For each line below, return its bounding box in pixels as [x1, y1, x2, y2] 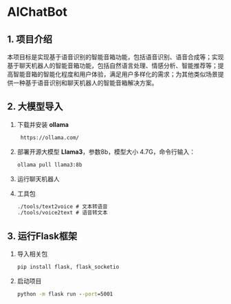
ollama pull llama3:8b [16, 161, 82, 168]
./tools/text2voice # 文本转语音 [16, 203, 108, 210]
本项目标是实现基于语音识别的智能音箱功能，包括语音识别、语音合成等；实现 [7, 53, 224, 61]
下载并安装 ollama [16, 120, 69, 128]
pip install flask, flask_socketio [16, 263, 120, 271]
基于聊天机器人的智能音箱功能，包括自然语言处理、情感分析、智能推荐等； [7, 61, 218, 70]
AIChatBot [7, 4, 67, 20]
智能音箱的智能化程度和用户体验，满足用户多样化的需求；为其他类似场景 [12, 70, 218, 78]
